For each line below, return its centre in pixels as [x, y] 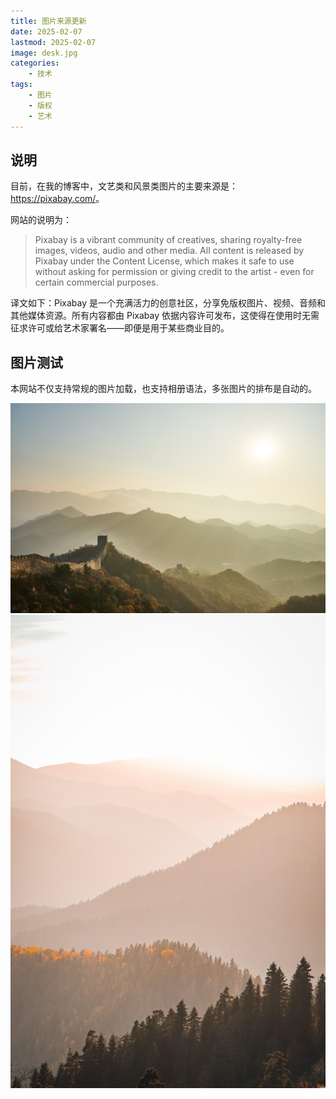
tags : [21, 85]
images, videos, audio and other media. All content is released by [169, 251]
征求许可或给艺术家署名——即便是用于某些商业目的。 [120, 328]
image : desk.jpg [44, 53]
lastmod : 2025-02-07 [53, 42]
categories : [35, 63]
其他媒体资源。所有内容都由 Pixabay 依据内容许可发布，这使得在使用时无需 [165, 316]
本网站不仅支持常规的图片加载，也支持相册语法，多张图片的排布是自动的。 [163, 389]
